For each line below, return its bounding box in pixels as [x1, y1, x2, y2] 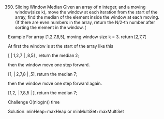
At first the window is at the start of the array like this [8, 43, 114, 49]
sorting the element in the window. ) [15, 25, 87, 30]
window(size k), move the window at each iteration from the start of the [15, 9, 158, 15]
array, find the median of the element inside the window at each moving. [15, 14, 160, 20]
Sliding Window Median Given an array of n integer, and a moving [15, 4, 146, 10]
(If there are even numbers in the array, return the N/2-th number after [15, 19, 155, 25]
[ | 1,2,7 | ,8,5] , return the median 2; [8, 53, 79, 58]
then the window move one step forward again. [8, 80, 102, 86]
